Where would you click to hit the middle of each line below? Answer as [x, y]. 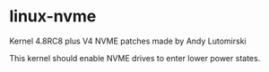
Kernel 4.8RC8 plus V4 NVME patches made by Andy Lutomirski [128, 41]
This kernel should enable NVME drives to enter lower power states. [135, 58]
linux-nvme [53, 16]
